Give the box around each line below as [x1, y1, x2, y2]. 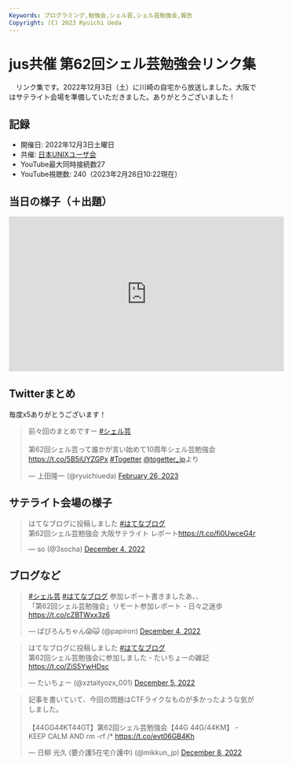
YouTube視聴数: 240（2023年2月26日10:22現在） [20, 170, 182, 179]
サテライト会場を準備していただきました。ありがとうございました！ [15, 92, 236, 102]
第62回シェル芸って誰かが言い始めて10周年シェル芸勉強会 [27, 444, 216, 454]
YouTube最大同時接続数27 [20, 160, 105, 169]
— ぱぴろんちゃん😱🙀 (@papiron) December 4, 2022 [27, 626, 201, 635]
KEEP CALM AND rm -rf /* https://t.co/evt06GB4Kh [27, 731, 195, 741]
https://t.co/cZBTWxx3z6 [27, 610, 111, 620]
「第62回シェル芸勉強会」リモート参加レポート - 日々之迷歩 [27, 601, 223, 610]
